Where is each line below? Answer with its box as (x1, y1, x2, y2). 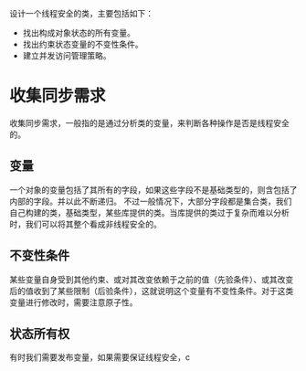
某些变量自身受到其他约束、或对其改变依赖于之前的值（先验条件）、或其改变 (9, 273, 294, 285)
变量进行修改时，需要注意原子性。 (9, 296, 138, 308)
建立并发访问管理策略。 (22, 50, 111, 61)
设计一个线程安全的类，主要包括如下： (9, 8, 153, 18)
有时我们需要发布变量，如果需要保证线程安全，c (9, 352, 190, 363)
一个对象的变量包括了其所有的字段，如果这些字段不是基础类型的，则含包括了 (9, 184, 298, 195)
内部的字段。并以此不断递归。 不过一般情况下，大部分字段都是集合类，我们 (9, 196, 292, 207)
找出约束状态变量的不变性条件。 (22, 39, 143, 49)
